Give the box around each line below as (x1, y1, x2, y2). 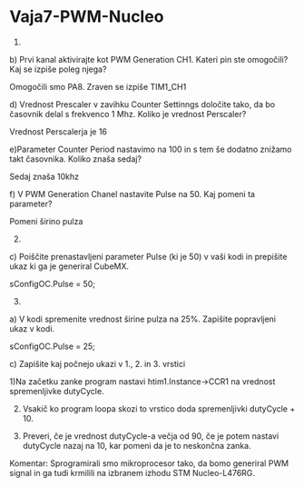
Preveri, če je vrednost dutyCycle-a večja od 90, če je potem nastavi (22, 430, 279, 442)
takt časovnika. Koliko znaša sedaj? (9, 153, 142, 164)
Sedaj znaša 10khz (9, 171, 80, 182)
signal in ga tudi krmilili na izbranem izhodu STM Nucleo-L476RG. (9, 467, 256, 478)
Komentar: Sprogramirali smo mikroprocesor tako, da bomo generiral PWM (9, 457, 289, 469)
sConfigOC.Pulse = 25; (9, 341, 95, 352)
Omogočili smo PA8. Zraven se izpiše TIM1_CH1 (9, 81, 187, 92)
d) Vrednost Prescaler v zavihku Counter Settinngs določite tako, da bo (9, 98, 275, 110)
